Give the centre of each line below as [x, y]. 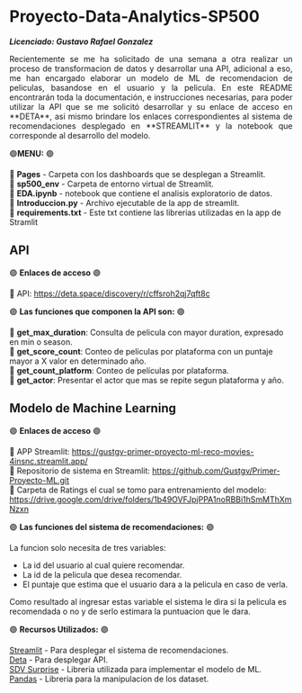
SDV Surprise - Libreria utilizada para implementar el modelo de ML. [136, 669]
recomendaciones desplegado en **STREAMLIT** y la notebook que [151, 126]
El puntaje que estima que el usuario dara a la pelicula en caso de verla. [155, 584]
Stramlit [24, 221]
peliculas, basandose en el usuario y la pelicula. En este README [151, 87]
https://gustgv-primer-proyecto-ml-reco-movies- [163, 451]
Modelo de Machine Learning [93, 408]
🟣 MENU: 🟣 [32, 153]
